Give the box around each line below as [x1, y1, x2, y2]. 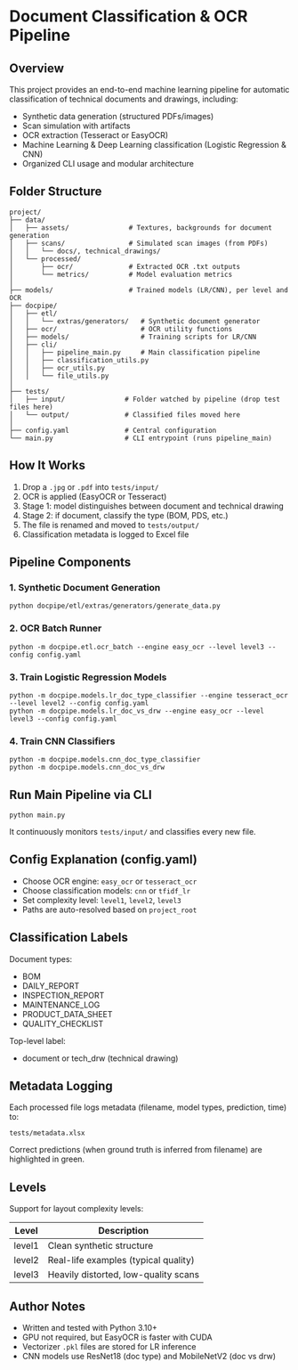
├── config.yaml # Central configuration [9, 426, 217, 435]
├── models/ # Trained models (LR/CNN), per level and [9, 285, 289, 295]
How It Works [9, 458, 86, 473]
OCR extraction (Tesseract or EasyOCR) [21, 130, 169, 140]
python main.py [9, 811, 66, 820]
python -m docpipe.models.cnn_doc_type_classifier [9, 755, 201, 764]
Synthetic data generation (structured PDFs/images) [21, 111, 214, 121]
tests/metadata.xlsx [9, 1129, 86, 1138]
